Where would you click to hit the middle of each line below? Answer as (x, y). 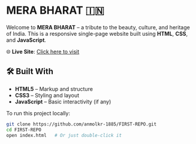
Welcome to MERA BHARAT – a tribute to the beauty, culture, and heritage (98, 27)
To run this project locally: (38, 113)
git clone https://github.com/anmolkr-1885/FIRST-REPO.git (82, 124)
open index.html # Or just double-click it (64, 135)
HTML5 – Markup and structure (54, 89)
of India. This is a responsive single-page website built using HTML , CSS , (97, 33)
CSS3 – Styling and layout (47, 95)
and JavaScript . (26, 40)
